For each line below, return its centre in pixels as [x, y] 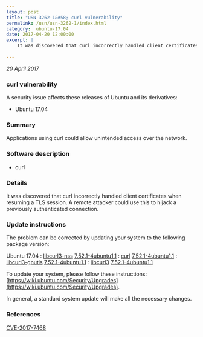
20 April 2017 [23, 68]
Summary [21, 125]
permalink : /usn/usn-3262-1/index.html [56, 23]
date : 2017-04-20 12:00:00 [40, 35]
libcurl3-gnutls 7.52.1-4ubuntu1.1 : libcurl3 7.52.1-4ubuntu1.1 [79, 262]
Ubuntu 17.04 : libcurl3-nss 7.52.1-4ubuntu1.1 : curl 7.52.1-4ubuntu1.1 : [92, 256]
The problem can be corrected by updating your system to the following [96, 238]
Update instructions [36, 224]
